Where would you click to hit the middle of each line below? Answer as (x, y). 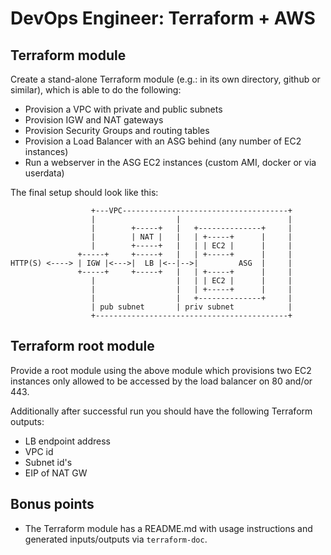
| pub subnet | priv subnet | (191, 307)
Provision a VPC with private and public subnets (123, 109)
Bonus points (52, 504)
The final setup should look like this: (84, 192)
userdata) (44, 173)
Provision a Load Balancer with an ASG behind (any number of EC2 (163, 141)
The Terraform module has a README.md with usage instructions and (168, 528)
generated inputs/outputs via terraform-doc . (116, 539)
